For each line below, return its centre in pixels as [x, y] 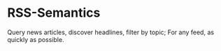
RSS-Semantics [54, 13]
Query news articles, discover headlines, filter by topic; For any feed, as [111, 32]
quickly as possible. [36, 39]
